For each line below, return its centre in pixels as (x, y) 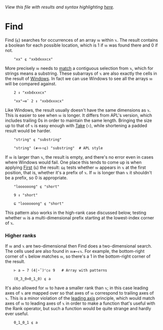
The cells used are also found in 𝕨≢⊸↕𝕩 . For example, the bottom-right (75, 251)
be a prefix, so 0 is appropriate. (36, 178)
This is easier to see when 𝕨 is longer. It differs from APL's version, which (79, 115)
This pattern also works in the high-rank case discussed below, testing (76, 213)
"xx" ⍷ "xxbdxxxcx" (33, 59)
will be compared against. (31, 83)
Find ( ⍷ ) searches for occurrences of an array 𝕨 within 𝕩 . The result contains (81, 40)
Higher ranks (21, 235)
